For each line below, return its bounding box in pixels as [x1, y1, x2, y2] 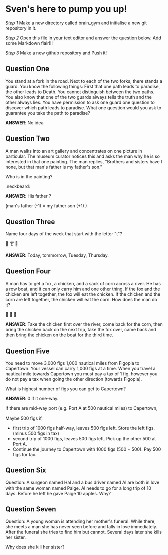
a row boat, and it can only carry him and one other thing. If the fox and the [5, 286, 160, 292]
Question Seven [5, 505, 56, 514]
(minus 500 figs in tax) [12, 430, 59, 436]
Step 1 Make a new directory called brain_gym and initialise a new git [5, 20, 147, 26]
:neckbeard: [5, 183, 30, 189]
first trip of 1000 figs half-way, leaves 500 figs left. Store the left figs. [12, 425, 155, 431]
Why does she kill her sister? [5, 544, 65, 550]
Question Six [5, 466, 46, 475]
